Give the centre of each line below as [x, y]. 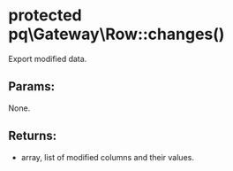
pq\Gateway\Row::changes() [116, 34]
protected [45, 16]
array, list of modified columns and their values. [108, 157]
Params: [31, 86]
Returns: [33, 136]
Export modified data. [48, 58]
